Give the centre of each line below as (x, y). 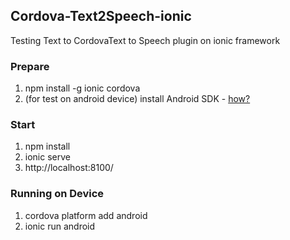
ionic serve (47, 157)
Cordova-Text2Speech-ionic (101, 16)
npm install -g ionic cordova (82, 88)
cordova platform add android (86, 215)
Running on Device (57, 194)
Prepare (30, 66)
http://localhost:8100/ (69, 168)
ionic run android (60, 226)
